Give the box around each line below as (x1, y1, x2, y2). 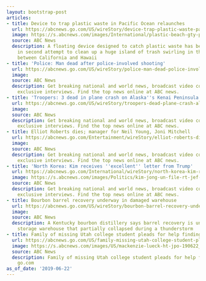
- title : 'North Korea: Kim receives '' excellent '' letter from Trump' (6, 163, 193, 169)
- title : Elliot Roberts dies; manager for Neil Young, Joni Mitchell (6, 129, 191, 135)
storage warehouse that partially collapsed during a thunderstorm (17, 226, 193, 232)
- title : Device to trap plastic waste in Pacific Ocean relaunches (6, 20, 185, 26)
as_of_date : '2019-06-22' (6, 266, 72, 272)
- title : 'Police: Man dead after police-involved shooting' (6, 60, 166, 66)
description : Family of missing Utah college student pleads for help (12, 254, 196, 261)
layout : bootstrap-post (6, 9, 67, 15)
